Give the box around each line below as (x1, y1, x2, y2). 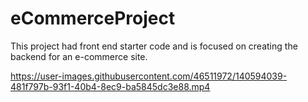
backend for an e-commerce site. (10, 50, 148, 62)
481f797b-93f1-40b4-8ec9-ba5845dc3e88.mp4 (10, 80, 211, 92)
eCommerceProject (10, 7, 176, 30)
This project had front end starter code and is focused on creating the (10, 40, 298, 52)
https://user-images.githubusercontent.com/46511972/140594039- (10, 70, 288, 82)
